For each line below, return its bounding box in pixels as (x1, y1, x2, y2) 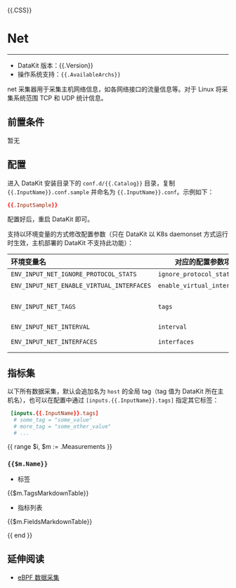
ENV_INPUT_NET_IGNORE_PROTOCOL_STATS (11, 270, 137, 278)
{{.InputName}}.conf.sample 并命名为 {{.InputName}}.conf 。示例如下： (7, 188, 214, 196)
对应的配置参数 (174, 257, 225, 267)
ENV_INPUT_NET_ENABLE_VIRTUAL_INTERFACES (11, 282, 152, 290)
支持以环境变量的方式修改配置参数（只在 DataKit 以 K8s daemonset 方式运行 (7, 230, 228, 238)
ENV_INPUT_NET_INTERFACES (11, 338, 98, 346)
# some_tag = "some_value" (13, 417, 93, 424)
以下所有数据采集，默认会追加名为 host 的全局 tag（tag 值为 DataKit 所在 (7, 387, 218, 396)
